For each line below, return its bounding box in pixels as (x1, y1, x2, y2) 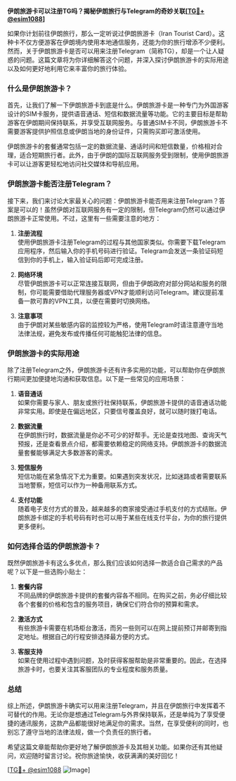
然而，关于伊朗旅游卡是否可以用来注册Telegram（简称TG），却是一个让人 (7, 47, 218, 55)
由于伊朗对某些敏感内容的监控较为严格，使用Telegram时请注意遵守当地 (17, 320, 223, 329)
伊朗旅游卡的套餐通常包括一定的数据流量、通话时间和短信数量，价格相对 (7, 142, 216, 150)
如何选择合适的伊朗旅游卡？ (7, 541, 101, 551)
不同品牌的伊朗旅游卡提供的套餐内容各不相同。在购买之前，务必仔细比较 (17, 591, 227, 600)
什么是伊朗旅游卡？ (7, 84, 72, 93)
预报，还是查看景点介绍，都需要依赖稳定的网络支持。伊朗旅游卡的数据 (17, 439, 221, 448)
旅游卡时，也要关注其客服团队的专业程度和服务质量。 (17, 665, 172, 673)
